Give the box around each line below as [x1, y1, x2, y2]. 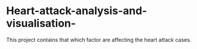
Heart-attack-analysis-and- [6, 4, 147, 18]
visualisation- [6, 17, 76, 30]
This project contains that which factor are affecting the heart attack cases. [6, 36, 192, 43]
